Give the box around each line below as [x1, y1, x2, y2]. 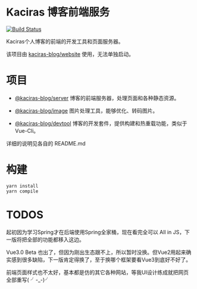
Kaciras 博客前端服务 [6, 5, 110, 19]
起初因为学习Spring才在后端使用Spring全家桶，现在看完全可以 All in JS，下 [6, 228, 190, 235]
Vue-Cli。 [14, 127, 39, 134]
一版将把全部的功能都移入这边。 [6, 236, 85, 243]
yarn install [6, 183, 39, 189]
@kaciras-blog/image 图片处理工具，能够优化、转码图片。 [14, 107, 158, 114]
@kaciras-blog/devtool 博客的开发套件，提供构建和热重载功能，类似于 [14, 120, 187, 127]
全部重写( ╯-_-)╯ [6, 276, 51, 283]
